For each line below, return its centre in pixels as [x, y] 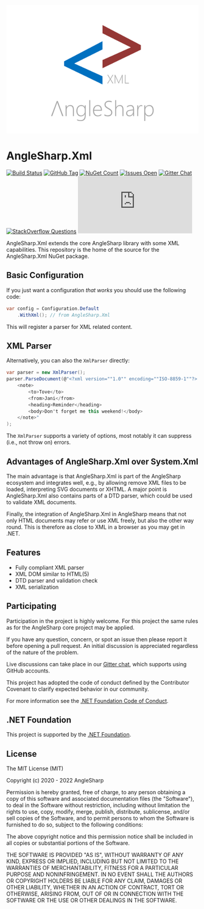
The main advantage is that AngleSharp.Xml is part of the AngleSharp [94, 476]
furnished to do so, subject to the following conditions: [75, 825]
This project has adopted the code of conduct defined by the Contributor [98, 682]
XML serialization [37, 587]
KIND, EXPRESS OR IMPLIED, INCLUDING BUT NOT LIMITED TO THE [93, 861]
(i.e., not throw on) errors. [39, 443]
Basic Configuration [45, 275]
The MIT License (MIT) [35, 768]
